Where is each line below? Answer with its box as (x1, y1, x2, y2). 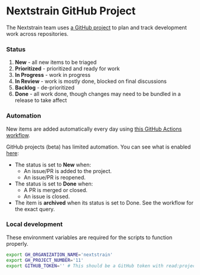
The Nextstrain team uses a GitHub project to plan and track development (6, 24, 187, 31)
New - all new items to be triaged (14, 58, 97, 66)
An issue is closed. (23, 193, 70, 200)
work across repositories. (6, 30, 68, 37)
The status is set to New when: (14, 161, 91, 168)
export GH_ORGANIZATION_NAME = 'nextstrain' (6, 252, 113, 258)
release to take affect (14, 97, 67, 104)
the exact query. (14, 205, 55, 212)
